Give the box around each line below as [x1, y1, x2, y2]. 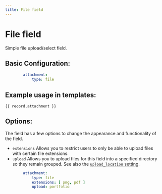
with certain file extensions [12, 150, 68, 156]
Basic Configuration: [5, 59, 70, 67]
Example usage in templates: [5, 91, 97, 99]
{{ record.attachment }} [5, 103, 56, 109]
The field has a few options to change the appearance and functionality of [5, 130, 157, 136]
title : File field [5, 7, 43, 12]
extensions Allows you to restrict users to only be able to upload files [12, 145, 154, 151]
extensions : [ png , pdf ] [31, 180, 85, 185]
